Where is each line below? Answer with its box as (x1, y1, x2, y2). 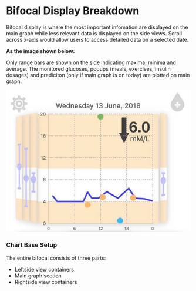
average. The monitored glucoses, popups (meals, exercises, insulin (6, 65, 171, 72)
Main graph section (14, 272, 62, 279)
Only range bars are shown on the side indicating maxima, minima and (6, 59, 176, 66)
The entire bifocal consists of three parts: (6, 254, 106, 262)
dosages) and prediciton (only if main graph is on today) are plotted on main (6, 71, 190, 78)
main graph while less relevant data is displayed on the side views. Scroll (6, 29, 183, 37)
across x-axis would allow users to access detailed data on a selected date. (6, 36, 189, 43)
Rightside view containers (14, 278, 77, 285)
